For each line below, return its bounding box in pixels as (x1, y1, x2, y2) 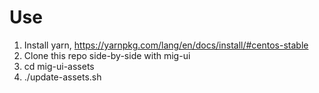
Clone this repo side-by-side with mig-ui (23, 49, 191, 61)
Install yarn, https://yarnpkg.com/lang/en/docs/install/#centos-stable (23, 39, 309, 51)
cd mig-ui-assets (23, 60, 95, 72)
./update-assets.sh (23, 71, 102, 83)
